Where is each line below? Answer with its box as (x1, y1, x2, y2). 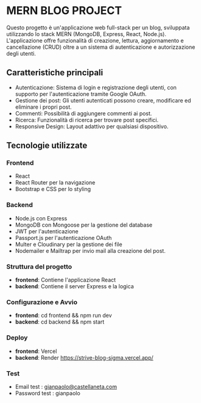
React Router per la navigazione (15, 179, 96, 186)
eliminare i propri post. (15, 103, 72, 111)
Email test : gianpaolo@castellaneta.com (15, 383, 118, 390)
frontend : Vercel (15, 347, 57, 355)
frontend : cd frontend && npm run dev (15, 312, 112, 319)
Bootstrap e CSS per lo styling (15, 186, 91, 193)
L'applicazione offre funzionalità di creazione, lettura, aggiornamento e (6, 37, 184, 44)
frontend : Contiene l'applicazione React (15, 276, 116, 284)
